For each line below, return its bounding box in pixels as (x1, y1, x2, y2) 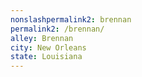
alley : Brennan (10, 33, 74, 43)
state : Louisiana (10, 52, 83, 62)
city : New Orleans (10, 42, 87, 53)
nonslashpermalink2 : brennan (10, 14, 132, 25)
